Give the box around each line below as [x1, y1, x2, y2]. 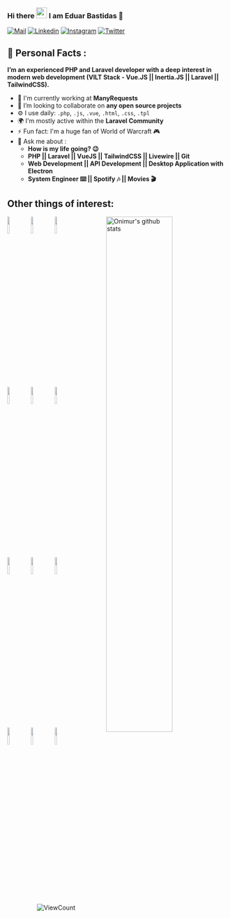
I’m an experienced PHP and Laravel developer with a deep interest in [7, 66, 213, 74]
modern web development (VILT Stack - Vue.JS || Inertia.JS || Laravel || [7, 73, 220, 82]
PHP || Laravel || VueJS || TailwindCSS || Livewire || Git [27, 152, 190, 161]
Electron [27, 167, 54, 175]
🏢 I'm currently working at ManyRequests [17, 94, 138, 103]
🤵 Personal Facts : [7, 47, 87, 59]
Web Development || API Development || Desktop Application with [27, 159, 224, 168]
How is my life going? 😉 [27, 145, 99, 153]
